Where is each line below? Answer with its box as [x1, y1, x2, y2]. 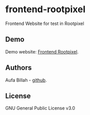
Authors [5, 64, 32, 72]
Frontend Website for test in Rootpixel [5, 20, 84, 26]
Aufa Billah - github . [5, 77, 47, 83]
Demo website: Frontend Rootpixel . [5, 48, 79, 54]
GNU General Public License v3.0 [5, 105, 75, 111]
